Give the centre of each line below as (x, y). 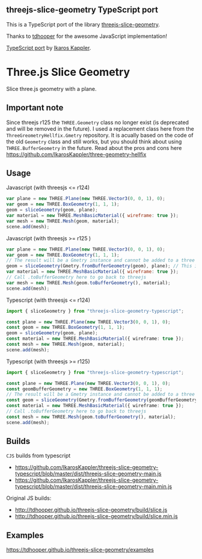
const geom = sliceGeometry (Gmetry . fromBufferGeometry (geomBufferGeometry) (103, 400)
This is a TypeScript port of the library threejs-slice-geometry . (83, 24)
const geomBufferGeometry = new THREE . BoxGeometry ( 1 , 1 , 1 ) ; (84, 389)
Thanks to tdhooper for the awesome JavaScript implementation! (87, 36)
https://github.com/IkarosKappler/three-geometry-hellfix (76, 154)
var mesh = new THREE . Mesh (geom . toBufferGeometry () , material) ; (88, 283)
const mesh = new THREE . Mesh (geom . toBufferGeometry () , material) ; (91, 417)
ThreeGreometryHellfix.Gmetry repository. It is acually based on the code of (100, 135)
